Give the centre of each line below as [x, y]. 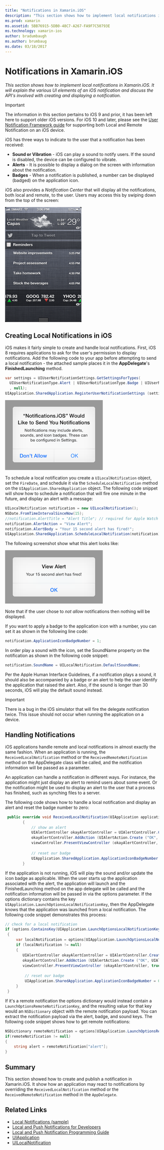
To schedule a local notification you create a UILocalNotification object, [78, 478]
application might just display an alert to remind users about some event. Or [81, 782]
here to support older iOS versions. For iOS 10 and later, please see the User [82, 120]
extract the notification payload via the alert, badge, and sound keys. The [79, 1016]
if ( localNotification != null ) [49, 945]
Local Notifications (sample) [41, 1122]
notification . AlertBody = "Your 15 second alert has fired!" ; [70, 529]
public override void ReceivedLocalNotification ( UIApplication [73, 817]
